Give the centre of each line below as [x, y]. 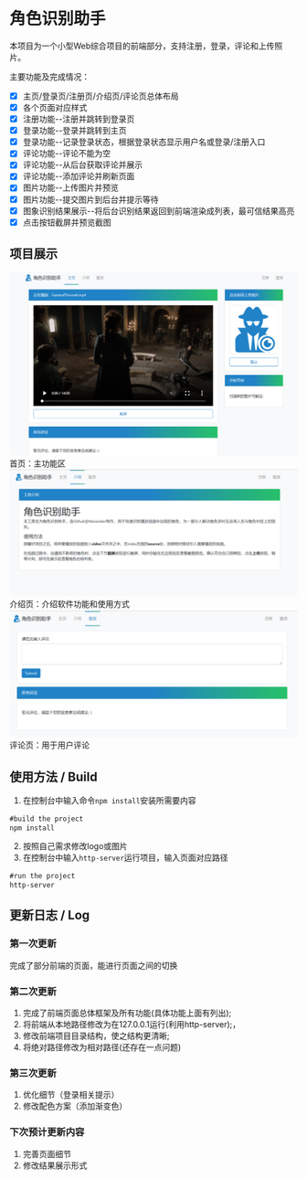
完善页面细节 [47, 1153]
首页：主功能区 [37, 463]
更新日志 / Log [50, 915]
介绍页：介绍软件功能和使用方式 [69, 604]
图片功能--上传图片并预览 [70, 187]
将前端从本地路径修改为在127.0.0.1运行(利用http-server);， [131, 1025]
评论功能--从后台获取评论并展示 [83, 165]
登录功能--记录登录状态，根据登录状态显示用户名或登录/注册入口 [144, 142]
